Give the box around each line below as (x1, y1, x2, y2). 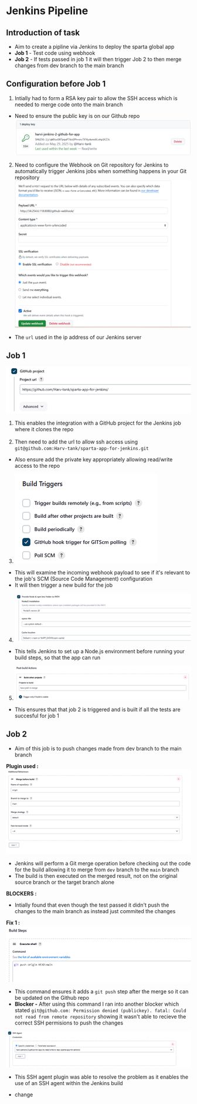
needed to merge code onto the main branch (14, 101, 123, 108)
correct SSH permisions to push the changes (14, 1019, 124, 1026)
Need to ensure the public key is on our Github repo (14, 112, 140, 119)
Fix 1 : (6, 919, 21, 926)
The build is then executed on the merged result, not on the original (14, 872, 178, 880)
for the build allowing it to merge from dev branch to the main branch (14, 866, 179, 873)
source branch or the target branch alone (14, 879, 114, 886)
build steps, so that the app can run (14, 654, 101, 661)
